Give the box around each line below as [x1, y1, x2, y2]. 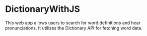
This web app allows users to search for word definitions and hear [5, 20, 141, 26]
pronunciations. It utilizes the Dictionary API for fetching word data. [5, 25, 143, 31]
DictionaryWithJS [5, 3, 80, 15]
